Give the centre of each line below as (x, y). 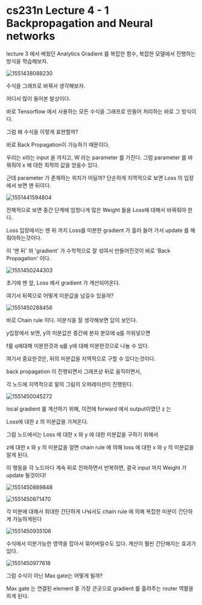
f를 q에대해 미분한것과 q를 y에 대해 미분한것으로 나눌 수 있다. (78, 345)
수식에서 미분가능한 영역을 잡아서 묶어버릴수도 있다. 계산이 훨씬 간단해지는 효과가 (101, 543)
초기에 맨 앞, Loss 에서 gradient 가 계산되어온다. (63, 283)
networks (31, 36)
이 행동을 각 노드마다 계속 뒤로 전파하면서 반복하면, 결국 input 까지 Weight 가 (96, 467)
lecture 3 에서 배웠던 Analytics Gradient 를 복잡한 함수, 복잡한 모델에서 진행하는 (101, 53)
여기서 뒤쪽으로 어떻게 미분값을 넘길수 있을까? (60, 295)
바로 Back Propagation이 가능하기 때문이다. (58, 144)
